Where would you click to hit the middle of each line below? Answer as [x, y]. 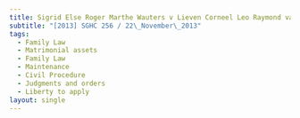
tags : [19, 34]
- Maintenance [43, 67]
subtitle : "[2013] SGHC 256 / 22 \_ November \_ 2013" [105, 26]
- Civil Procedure [52, 75]
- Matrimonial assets [58, 51]
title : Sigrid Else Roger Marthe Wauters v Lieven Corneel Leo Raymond [145, 17]
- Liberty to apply [54, 91]
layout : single [37, 100]
